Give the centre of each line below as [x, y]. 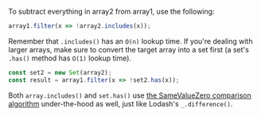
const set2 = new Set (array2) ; [60, 72]
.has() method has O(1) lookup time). [70, 58]
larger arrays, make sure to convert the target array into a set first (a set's [129, 49]
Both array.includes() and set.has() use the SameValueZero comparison [130, 95]
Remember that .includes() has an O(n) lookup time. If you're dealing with [130, 41]
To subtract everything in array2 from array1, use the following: [111, 12]
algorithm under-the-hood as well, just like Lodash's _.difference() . [121, 103]
